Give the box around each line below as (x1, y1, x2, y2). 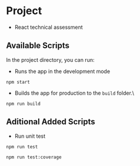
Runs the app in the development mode (14, 68, 111, 75)
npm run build (6, 101, 41, 107)
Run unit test (14, 132, 46, 140)
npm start (6, 79, 31, 85)
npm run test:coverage (6, 154, 62, 160)
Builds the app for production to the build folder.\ (14, 89, 134, 97)
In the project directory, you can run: (6, 56, 95, 63)
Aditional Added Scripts (6, 117, 95, 127)
